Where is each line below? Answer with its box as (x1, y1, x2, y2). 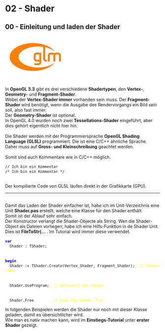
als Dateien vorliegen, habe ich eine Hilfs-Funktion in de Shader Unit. (19, 224, 159, 229)
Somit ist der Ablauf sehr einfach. (5, 213, 73, 219)
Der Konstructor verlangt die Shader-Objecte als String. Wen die (5, 218, 135, 224)
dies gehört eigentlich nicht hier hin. (5, 123, 78, 129)
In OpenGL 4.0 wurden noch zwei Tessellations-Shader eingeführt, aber (5, 118, 153, 123)
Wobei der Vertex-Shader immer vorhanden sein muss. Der (5, 97, 127, 102)
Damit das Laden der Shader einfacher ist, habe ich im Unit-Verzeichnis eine (5, 202, 160, 208)
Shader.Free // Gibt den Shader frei (9, 298, 105, 303)
